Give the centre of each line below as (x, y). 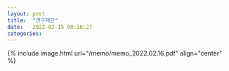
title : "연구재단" (33, 20)
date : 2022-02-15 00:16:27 (50, 27)
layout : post (26, 14)
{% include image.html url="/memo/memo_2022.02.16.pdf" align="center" (115, 53)
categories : (25, 33)
